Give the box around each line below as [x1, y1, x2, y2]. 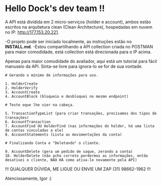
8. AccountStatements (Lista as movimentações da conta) [5, 132, 122, 137]
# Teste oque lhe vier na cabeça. [5, 102, 75, 107]
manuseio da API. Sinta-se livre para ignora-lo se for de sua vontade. [5, 63, 143, 69]
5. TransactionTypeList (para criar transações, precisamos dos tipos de [5, 111, 157, 116]
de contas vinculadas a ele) [5, 128, 64, 133]
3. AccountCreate [5, 90, 40, 94]
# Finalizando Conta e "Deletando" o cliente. [5, 140, 101, 145]
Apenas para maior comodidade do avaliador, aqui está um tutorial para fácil [5, 58, 157, 64]
